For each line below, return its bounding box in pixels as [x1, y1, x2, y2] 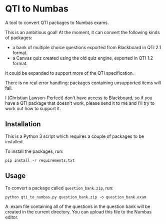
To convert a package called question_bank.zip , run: [5, 185, 114, 191]
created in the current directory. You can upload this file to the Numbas [5, 208, 152, 214]
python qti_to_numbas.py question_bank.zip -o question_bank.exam [5, 194, 146, 199]
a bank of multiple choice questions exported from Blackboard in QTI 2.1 [12, 44, 161, 50]
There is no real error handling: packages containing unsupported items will [5, 80, 161, 86]
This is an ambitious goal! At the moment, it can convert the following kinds [5, 29, 160, 35]
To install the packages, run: [5, 148, 63, 154]
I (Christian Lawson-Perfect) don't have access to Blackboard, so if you [5, 95, 152, 101]
